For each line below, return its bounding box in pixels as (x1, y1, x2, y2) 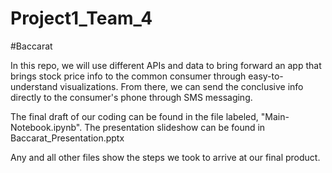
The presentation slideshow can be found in (84, 121, 266, 133)
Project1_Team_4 (10, 7, 153, 30)
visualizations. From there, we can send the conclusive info (59, 80, 304, 92)
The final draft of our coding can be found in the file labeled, (10, 110, 259, 122)
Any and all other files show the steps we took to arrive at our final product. (10, 151, 321, 163)
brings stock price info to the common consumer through (10, 70, 247, 82)
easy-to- (248, 70, 284, 82)
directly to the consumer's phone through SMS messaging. (10, 91, 253, 103)
